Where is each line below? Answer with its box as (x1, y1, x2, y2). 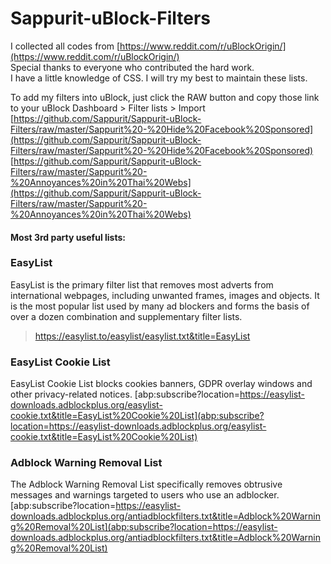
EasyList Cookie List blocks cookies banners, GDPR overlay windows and (10, 378, 313, 390)
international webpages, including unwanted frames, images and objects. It (10, 289, 320, 301)
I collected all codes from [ (10, 40, 121, 52)
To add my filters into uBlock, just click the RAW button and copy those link (10, 91, 320, 103)
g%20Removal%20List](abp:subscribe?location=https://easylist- (10, 521, 278, 533)
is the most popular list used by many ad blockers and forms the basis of (10, 300, 310, 312)
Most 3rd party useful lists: (10, 231, 126, 243)
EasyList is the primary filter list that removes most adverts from (10, 278, 274, 291)
